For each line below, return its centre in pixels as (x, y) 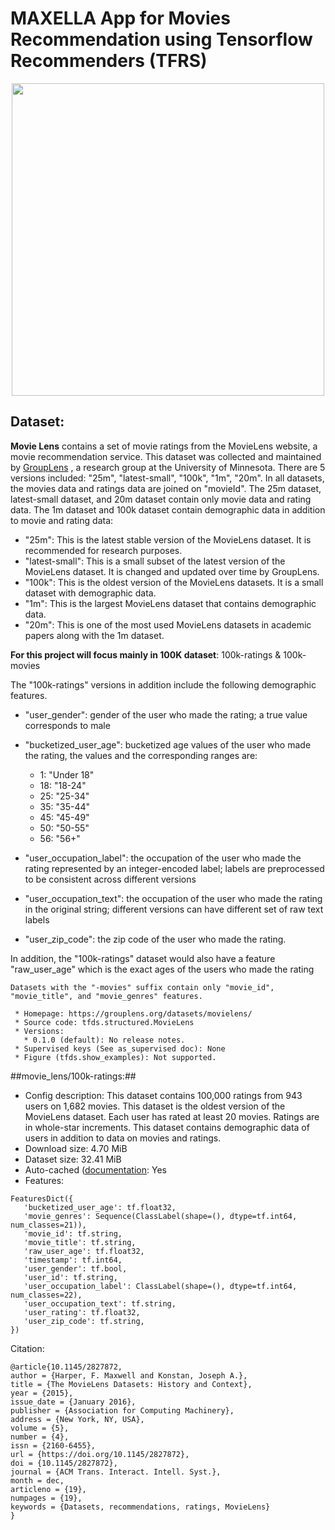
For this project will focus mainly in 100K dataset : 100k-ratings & (146, 654)
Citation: (27, 1348)
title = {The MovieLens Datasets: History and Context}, (131, 1384)
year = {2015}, (42, 1393)
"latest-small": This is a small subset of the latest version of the (155, 561)
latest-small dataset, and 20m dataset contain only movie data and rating (161, 499)
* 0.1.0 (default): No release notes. (104, 1040)
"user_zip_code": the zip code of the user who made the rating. (155, 939)
